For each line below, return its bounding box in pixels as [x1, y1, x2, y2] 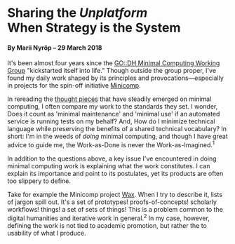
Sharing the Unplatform [7, 5, 148, 21]
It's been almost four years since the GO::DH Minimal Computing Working [7, 59, 220, 67]
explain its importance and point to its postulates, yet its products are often [7, 170, 224, 178]
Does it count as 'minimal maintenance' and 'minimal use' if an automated [7, 110, 220, 118]
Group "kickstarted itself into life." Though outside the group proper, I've [7, 67, 216, 75]
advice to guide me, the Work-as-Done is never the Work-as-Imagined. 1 [7, 140, 215, 149]
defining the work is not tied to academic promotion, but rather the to [7, 221, 207, 229]
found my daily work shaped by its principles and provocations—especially [7, 74, 224, 82]
